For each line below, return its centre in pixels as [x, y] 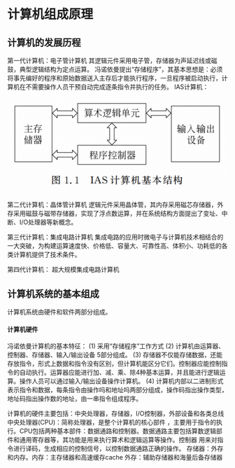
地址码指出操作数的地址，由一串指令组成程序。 [74, 399]
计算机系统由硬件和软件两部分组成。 [59, 312]
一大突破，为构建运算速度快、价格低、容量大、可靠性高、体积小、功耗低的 [114, 246]
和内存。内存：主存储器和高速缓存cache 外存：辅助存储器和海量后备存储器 [115, 457]
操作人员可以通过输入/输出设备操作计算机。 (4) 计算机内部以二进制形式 [121, 381]
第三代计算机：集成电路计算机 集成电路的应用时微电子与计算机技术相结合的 [115, 237]
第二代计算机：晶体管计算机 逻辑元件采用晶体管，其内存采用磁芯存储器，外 [115, 205]
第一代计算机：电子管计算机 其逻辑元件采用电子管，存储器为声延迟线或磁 [112, 61]
